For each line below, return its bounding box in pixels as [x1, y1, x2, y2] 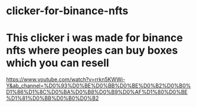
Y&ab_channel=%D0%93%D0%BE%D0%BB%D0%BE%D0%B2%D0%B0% [6, 82, 191, 89]
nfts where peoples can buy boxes [6, 44, 178, 57]
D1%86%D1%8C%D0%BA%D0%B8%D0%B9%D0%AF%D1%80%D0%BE [6, 89, 188, 96]
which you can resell [6, 56, 109, 70]
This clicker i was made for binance [6, 31, 183, 45]
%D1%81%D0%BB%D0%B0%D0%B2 [6, 95, 99, 102]
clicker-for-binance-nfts [6, 4, 129, 18]
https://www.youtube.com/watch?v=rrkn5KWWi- [6, 76, 126, 83]
